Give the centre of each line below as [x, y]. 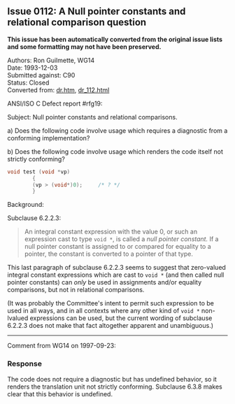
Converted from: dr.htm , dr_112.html [58, 89]
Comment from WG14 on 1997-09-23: [62, 346]
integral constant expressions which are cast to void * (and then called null [116, 275]
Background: [26, 205]
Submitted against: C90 [41, 75]
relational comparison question [77, 23]
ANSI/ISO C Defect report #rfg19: [55, 103]
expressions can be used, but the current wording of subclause [121, 318]
